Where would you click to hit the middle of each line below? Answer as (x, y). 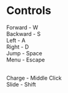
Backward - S (24, 33)
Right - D (18, 47)
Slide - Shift (21, 84)
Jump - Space (25, 53)
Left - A (16, 40)
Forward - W (22, 27)
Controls (29, 11)
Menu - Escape (26, 60)
